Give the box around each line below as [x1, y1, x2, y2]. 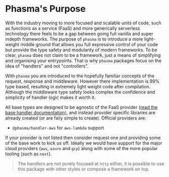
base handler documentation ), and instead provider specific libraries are [5, 110, 155, 116]
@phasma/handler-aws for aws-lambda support [12, 125, 104, 131]
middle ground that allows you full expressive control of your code [20, 41, 158, 47]
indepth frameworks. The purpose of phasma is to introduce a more [5, 36, 143, 42]
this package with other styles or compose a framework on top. [17, 166, 150, 172]
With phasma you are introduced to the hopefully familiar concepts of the [5, 73, 155, 79]
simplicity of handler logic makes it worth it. [5, 94, 96, 100]
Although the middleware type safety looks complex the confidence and [5, 89, 155, 95]
